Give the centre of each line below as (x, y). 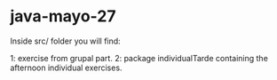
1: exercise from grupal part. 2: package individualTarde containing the (139, 58)
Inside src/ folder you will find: (65, 41)
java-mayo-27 (63, 16)
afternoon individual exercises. (66, 68)
